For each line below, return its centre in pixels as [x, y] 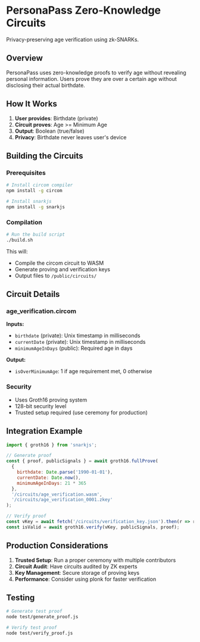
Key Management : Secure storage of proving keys [77, 572]
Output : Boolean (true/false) [49, 131]
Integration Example [44, 431]
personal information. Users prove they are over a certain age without [91, 79]
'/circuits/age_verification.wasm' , [57, 494]
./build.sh [20, 240]
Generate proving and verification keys [62, 269]
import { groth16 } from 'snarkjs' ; [51, 445]
